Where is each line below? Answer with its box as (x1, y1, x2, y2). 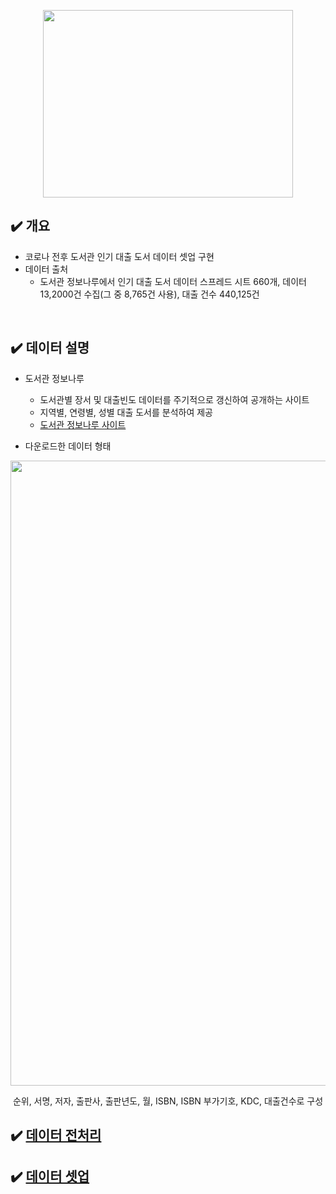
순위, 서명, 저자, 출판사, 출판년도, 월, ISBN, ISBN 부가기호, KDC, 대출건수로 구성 (12, 1095, 324, 1107)
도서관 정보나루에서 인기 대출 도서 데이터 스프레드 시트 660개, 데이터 (39, 275, 307, 287)
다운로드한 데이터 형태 (24, 440, 112, 452)
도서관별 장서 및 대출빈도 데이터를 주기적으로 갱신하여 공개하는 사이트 (39, 393, 310, 405)
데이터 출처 (24, 263, 69, 275)
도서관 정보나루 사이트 (39, 418, 127, 430)
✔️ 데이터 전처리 (10, 1127, 102, 1144)
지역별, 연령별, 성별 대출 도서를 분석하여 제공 (39, 406, 214, 418)
